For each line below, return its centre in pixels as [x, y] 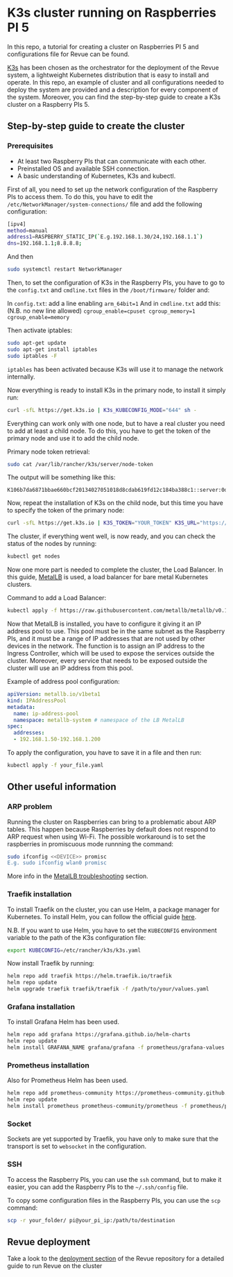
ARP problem [30, 807]
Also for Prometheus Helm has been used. [68, 1081]
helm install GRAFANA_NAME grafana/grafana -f [76, 1048]
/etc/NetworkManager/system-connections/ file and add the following [105, 204]
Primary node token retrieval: [49, 452]
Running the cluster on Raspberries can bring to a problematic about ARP [112, 822]
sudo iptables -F [32, 356]
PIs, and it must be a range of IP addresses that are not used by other [106, 638]
